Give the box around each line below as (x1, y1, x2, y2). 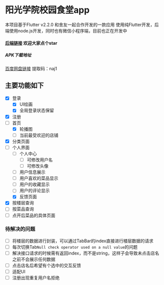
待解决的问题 (5, 226, 36, 232)
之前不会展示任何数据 (12, 256, 55, 262)
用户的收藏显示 (19, 181, 50, 187)
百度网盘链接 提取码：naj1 (5, 65, 57, 71)
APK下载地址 (5, 52, 32, 58)
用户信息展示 (19, 169, 46, 175)
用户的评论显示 (19, 188, 50, 194)
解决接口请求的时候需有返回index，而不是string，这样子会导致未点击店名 (12, 250, 160, 256)
